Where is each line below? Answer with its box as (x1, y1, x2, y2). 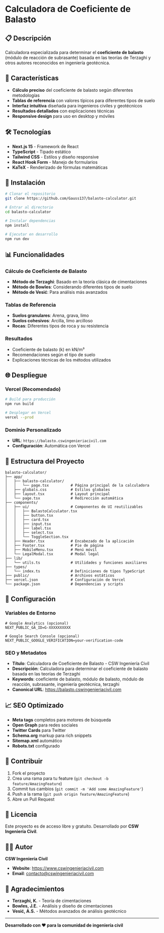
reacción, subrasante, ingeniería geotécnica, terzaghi (12, 681, 120, 687)
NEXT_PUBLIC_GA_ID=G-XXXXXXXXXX (5, 625, 71, 630)
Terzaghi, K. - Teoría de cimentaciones (12, 898, 92, 904)
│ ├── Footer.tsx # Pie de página (5, 543, 104, 548)
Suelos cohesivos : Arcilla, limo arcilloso (12, 318, 93, 324)
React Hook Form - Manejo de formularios (12, 159, 98, 165)
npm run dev (5, 236, 29, 241)
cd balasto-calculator (5, 209, 51, 214)
